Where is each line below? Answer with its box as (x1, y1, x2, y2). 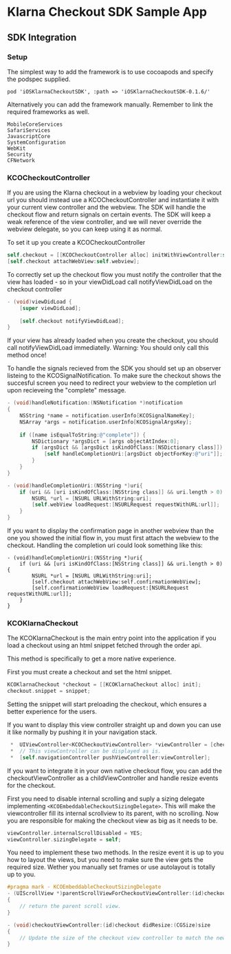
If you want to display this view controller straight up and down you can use (7, 721, 221, 729)
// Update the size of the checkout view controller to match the (19, 934, 214, 942)
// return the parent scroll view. (19, 903, 122, 910)
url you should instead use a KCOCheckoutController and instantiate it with (7, 196, 219, 204)
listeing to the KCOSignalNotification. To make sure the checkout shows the (7, 372, 221, 380)
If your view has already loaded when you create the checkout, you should (7, 336, 219, 344)
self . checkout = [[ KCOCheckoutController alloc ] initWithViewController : (7, 252, 223, 258)
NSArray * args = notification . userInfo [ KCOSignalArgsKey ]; (19, 419, 192, 425)
